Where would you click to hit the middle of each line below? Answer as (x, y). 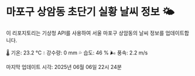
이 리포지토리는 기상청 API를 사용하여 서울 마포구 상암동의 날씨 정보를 (85, 33)
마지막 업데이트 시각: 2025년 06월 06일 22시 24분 (64, 67)
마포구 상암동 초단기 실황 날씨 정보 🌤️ (90, 12)
